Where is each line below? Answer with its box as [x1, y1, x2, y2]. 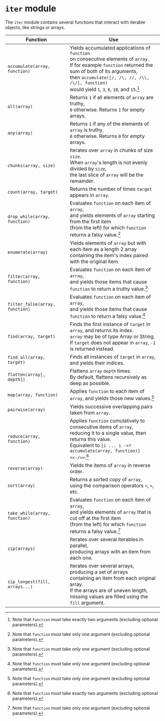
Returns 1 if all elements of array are [69, 94, 154, 101]
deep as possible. [69, 380, 110, 387]
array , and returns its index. [69, 327, 134, 334]
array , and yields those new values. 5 [69, 394, 155, 402]
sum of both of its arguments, [69, 67, 138, 74]
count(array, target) [7, 189, 58, 195]
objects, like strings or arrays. [5, 24, 65, 30]
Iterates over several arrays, [69, 563, 134, 570]
